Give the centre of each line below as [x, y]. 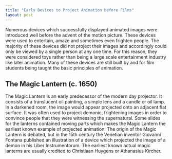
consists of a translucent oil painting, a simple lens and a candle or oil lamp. [85, 102]
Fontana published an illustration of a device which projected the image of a [85, 140]
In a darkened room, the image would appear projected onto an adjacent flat [86, 107]
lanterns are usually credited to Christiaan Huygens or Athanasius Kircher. [83, 151]
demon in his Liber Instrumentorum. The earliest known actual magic [78, 146]
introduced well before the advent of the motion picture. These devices [81, 35]
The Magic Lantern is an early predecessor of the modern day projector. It [84, 96]
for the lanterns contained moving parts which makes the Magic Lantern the [85, 123]
